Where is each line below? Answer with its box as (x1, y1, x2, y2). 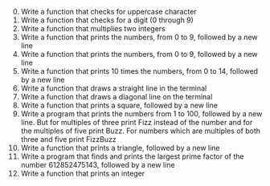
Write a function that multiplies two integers (20, 24, 166, 33)
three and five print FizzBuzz (20, 135, 117, 144)
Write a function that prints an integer (20, 168, 145, 178)
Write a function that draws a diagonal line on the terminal (20, 92, 213, 101)
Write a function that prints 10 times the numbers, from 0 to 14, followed (20, 67, 259, 75)
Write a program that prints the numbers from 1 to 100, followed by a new (20, 109, 263, 119)
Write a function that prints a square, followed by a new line (20, 100, 218, 110)
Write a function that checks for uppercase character (20, 7, 197, 16)
